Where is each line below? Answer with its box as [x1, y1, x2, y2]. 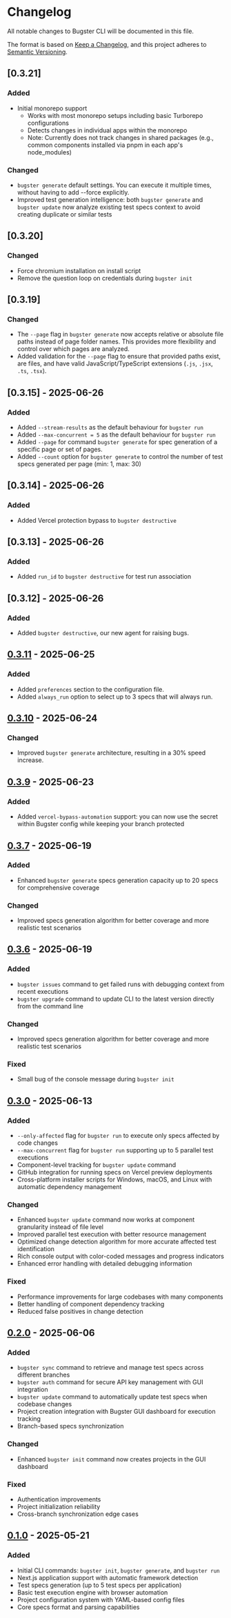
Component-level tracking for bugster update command [17, 1161, 177, 1169]
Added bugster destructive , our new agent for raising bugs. [17, 629, 190, 637]
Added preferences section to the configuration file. [17, 685, 164, 693]
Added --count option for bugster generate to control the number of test [17, 452, 223, 461]
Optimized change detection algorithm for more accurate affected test [17, 1237, 217, 1246]
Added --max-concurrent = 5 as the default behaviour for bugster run [17, 430, 216, 439]
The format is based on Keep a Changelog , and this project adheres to [7, 40, 207, 48]
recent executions [17, 987, 69, 995]
